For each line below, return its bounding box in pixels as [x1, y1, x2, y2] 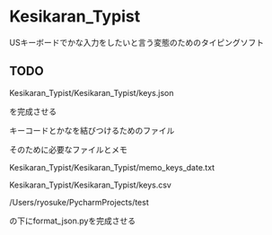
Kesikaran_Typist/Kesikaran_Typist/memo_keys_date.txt [9, 161, 215, 172]
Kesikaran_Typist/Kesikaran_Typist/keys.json [9, 87, 174, 98]
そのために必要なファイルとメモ [9, 144, 127, 154]
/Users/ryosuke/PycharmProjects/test [9, 196, 150, 207]
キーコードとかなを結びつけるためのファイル [9, 125, 175, 135]
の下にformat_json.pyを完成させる [9, 215, 136, 226]
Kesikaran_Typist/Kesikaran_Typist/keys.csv [9, 179, 172, 190]
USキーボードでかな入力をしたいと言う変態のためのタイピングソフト [9, 37, 265, 48]
